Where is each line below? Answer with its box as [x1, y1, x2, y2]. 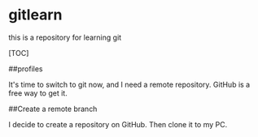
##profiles [8, 63, 43, 74]
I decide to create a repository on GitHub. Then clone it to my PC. [8, 119, 228, 129]
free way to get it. [8, 88, 68, 98]
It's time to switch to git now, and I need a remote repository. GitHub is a [8, 79, 251, 89]
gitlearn [8, 6, 63, 24]
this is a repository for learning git [8, 32, 122, 42]
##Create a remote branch [8, 104, 98, 113]
